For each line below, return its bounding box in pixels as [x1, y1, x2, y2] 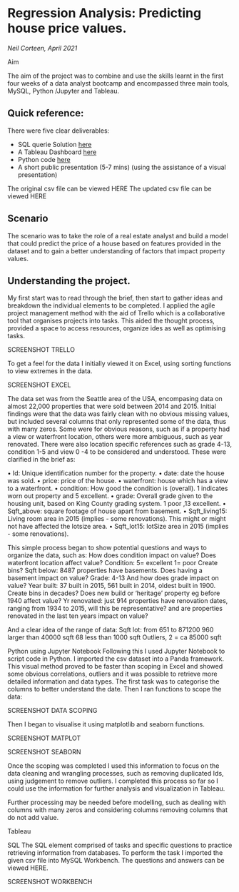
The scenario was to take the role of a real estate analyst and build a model [7, 231, 228, 240]
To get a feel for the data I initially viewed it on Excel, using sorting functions [7, 359, 232, 368]
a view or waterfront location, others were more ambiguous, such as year [7, 432, 223, 441]
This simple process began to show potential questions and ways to [7, 544, 207, 552]
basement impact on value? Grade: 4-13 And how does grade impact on [7, 574, 219, 582]
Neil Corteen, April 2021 [7, 44, 78, 52]
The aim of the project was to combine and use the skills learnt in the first [7, 71, 223, 80]
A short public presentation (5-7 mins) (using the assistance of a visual [17, 163, 226, 171]
